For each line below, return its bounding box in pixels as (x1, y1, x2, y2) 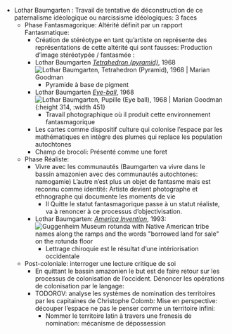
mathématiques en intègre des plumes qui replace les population (34, 133, 223, 141)
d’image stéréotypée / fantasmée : (34, 51, 135, 59)
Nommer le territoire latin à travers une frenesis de (45, 312, 192, 320)
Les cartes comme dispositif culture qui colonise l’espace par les (34, 126, 223, 133)
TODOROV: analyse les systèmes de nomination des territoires (34, 289, 216, 298)
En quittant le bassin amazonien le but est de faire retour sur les (34, 267, 220, 275)
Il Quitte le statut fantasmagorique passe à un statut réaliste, (45, 200, 220, 208)
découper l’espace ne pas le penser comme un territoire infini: (34, 305, 216, 312)
